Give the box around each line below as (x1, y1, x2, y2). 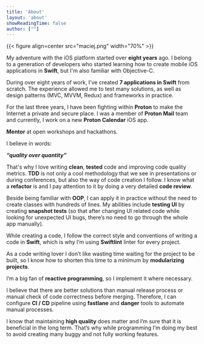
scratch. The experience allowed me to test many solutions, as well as (6, 86, 182, 93)
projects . (6, 263, 30, 271)
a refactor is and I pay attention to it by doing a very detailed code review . (6, 183, 193, 190)
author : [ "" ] (6, 25, 39, 32)
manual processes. (6, 306, 54, 313)
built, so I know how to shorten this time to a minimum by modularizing (6, 257, 185, 264)
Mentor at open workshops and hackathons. (6, 128, 118, 135)
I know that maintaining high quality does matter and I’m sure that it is (6, 318, 182, 325)
